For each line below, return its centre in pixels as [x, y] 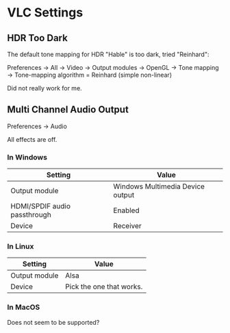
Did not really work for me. [44, 88]
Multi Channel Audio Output [68, 110]
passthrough [31, 215]
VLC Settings [45, 13]
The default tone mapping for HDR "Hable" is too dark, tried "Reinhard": [108, 54]
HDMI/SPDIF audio [40, 206]
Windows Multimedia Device [159, 186]
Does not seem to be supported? [53, 322]
